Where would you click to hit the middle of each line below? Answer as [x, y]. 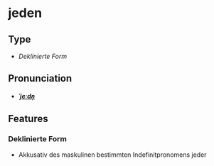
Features [28, 119]
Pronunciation [40, 78]
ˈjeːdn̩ [27, 96]
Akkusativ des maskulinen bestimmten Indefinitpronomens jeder [112, 155]
